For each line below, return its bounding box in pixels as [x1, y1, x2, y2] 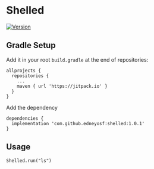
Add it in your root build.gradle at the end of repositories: [6, 56, 149, 63]
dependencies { [6, 115, 44, 122]
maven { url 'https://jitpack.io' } [17, 83, 108, 89]
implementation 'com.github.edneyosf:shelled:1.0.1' [11, 120, 145, 126]
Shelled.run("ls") [6, 158, 52, 164]
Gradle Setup [6, 40, 56, 50]
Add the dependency [6, 104, 58, 111]
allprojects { [6, 68, 42, 74]
